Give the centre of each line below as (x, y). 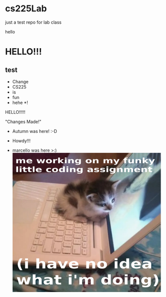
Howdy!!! (21, 140)
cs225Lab (26, 9)
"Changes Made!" (23, 122)
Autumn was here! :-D (35, 131)
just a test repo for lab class (33, 22)
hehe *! (20, 102)
